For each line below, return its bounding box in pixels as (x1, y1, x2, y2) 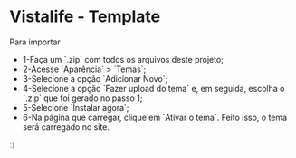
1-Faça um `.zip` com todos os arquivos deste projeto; (22, 54, 224, 64)
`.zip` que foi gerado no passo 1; (22, 93, 143, 104)
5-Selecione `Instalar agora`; (22, 102, 129, 113)
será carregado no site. (22, 121, 110, 133)
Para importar (9, 36, 61, 47)
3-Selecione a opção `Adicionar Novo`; (22, 73, 168, 84)
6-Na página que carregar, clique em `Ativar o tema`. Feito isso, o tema (22, 112, 288, 123)
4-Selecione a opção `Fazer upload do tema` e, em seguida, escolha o (22, 83, 285, 94)
